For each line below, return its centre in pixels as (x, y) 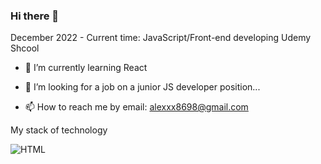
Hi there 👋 (35, 16)
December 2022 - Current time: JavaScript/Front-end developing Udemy (161, 38)
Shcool (25, 48)
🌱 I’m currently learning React (86, 68)
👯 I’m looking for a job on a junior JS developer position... (142, 87)
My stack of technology (59, 130)
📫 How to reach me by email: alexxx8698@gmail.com (136, 107)
